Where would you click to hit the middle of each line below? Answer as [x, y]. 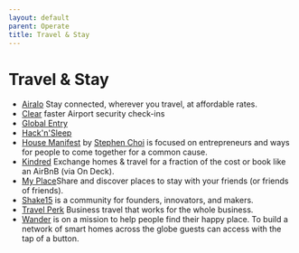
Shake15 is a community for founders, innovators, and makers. [137, 201]
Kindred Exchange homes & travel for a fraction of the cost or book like [154, 162]
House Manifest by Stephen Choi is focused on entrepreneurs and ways [155, 143]
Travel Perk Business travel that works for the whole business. [137, 210]
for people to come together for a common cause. [115, 152]
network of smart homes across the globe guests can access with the [151, 229]
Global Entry [45, 124]
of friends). [42, 191]
